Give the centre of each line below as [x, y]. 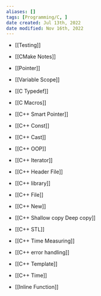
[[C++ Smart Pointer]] [41, 114]
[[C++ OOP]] [30, 149]
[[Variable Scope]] [37, 80]
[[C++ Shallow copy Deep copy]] [55, 218]
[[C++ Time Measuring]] [45, 241]
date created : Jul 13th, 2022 [44, 23]
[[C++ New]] [30, 206]
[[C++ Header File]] [39, 172]
